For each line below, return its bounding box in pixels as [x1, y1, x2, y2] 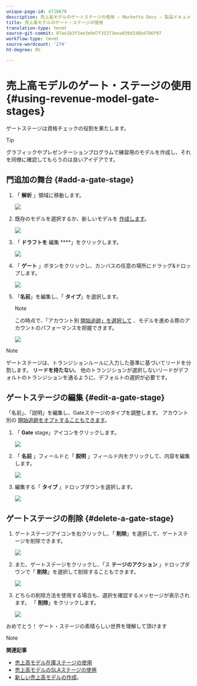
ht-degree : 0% [6, 47, 41, 53]
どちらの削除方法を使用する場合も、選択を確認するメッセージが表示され [14, 592, 190, 599]
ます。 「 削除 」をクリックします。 [14, 599, 99, 606]
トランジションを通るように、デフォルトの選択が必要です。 [26, 374, 171, 381]
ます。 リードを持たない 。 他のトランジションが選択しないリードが [16, 366, 179, 373]
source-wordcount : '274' [6, 42, 67, 48]
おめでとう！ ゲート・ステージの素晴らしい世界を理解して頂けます [6, 623, 168, 630]
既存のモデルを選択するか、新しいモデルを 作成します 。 [14, 215, 150, 222]
